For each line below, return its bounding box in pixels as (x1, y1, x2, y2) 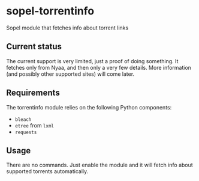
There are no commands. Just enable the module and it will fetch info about (6, 161, 193, 169)
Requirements (6, 88, 60, 98)
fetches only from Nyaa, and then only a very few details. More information (6, 64, 192, 71)
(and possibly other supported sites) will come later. (6, 70, 135, 78)
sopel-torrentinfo (6, 4, 95, 18)
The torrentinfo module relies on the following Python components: (6, 103, 172, 111)
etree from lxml (14, 121, 54, 129)
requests (14, 129, 37, 135)
